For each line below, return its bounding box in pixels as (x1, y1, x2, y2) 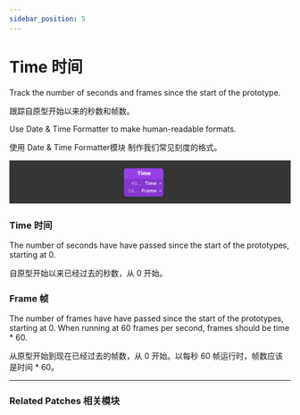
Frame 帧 (9, 292, 49, 305)
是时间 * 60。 (9, 362, 60, 373)
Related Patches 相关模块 (9, 394, 121, 407)
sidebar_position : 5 (9, 14, 87, 23)
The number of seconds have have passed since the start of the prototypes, (9, 240, 290, 250)
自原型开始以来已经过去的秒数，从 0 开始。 (9, 268, 168, 279)
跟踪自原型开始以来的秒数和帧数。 (9, 106, 135, 116)
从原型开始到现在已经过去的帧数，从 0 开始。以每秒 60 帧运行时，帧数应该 (9, 351, 284, 361)
